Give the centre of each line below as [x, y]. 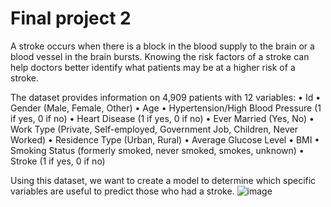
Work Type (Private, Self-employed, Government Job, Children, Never [154, 129]
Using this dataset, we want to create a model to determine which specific [163, 180]
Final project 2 [71, 18]
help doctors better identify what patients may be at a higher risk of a [153, 67]
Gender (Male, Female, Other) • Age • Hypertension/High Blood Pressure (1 [166, 108]
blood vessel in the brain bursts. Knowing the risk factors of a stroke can [160, 56]
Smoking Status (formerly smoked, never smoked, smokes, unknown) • [157, 150]
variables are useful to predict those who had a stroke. [122, 191]
